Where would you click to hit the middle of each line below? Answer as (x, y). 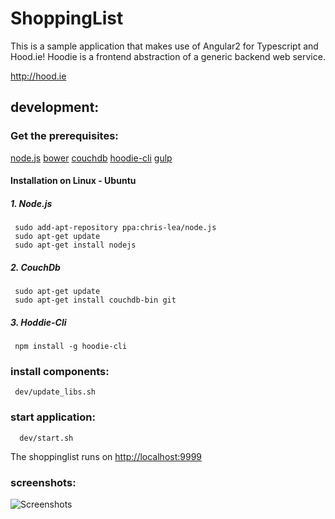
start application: (53, 417)
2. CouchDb (35, 267)
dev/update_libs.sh (55, 392)
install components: (60, 372)
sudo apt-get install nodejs (75, 245)
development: (55, 107)
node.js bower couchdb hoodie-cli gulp (91, 158)
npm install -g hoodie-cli (71, 347)
